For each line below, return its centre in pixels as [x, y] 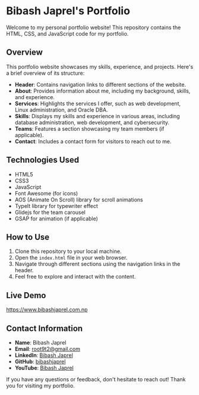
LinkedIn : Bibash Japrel [44, 355]
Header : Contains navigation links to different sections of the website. [100, 84]
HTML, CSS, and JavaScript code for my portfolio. [67, 33]
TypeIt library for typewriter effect [56, 206]
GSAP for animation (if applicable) [56, 219]
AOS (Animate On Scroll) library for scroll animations [79, 200]
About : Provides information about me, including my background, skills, [102, 91]
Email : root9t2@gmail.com [47, 349]
